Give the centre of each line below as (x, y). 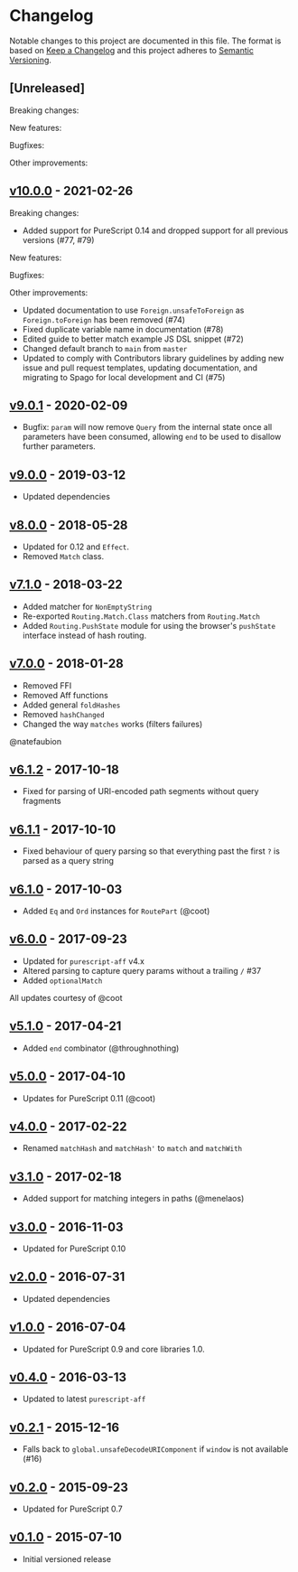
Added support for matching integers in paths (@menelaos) (133, 1199)
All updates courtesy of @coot (66, 997)
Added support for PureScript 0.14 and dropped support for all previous (155, 230)
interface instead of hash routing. (84, 635)
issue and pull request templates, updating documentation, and (140, 368)
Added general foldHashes (71, 705)
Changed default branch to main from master (105, 348)
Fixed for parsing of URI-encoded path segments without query (140, 791)
